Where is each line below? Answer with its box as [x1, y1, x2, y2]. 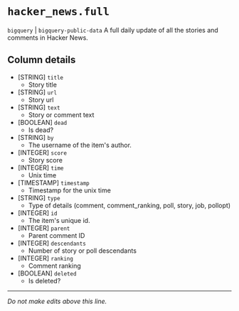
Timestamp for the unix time [28, 186, 112, 195]
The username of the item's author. [28, 141, 132, 149]
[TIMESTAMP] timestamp [17, 178, 90, 187]
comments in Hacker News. [7, 33, 89, 42]
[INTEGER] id [17, 208, 58, 217]
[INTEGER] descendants [17, 239, 87, 247]
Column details [7, 54, 76, 66]
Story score [28, 155, 63, 164]
